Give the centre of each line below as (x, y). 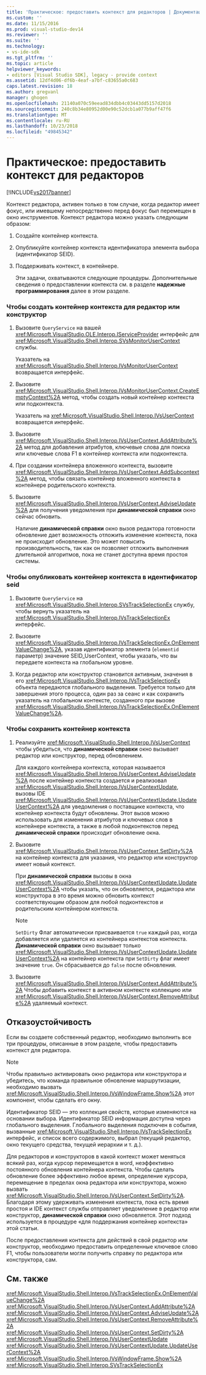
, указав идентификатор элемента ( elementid (120, 649)
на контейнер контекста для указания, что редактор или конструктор (106, 858)
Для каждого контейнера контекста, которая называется (90, 767)
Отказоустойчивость (49, 1022)
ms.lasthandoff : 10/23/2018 (42, 126)
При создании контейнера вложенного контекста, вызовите (94, 466)
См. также (28, 1279)
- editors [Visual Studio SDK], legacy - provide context (82, 75)
